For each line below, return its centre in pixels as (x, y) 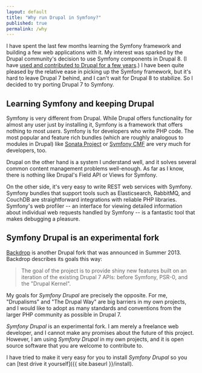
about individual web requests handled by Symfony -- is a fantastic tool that (101, 213)
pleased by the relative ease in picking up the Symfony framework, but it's (99, 72)
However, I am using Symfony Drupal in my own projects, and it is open (95, 339)
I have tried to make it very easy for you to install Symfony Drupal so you (97, 357)
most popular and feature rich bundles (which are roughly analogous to (95, 137)
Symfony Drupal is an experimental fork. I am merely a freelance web (93, 326)
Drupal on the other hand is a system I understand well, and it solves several (101, 162)
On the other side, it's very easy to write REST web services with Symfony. (99, 187)
